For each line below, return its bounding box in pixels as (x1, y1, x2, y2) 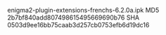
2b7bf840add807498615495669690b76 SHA (7, 13, 139, 22)
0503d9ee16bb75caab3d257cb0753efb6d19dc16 (7, 21, 150, 29)
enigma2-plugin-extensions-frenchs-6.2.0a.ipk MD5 (7, 6, 160, 14)
